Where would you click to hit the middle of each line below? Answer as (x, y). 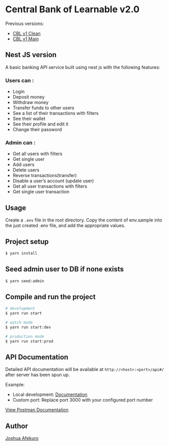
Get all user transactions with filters (50, 186)
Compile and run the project (50, 297)
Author (17, 426)
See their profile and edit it (40, 124)
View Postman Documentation (37, 410)
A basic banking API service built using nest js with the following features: (83, 67)
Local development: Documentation (50, 394)
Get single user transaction (41, 192)
